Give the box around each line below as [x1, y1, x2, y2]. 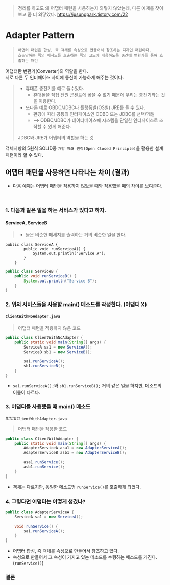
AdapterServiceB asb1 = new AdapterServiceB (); [23, 450, 127, 456]
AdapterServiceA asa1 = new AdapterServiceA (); [23, 445, 127, 451]
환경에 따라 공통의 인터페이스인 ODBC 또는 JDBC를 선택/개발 [33, 111, 155, 117]
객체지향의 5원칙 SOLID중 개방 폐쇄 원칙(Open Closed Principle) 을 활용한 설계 [5, 145, 163, 151]
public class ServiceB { [5, 269, 58, 274]
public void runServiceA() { [23, 246, 86, 251]
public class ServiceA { [5, 242, 58, 247]
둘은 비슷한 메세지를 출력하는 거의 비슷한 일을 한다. [25, 231, 127, 237]
